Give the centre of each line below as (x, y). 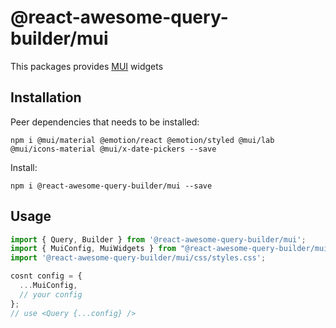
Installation (46, 97)
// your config (51, 294)
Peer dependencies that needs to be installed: (105, 122)
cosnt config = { (46, 276)
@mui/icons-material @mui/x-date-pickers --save (113, 149)
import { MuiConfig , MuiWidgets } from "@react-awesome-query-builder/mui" (171, 249)
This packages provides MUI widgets (87, 66)
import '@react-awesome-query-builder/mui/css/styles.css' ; (138, 258)
